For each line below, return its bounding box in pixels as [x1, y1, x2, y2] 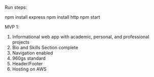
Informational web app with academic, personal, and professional [12, 34, 149, 40]
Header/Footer [12, 61, 43, 66]
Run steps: [5, 5, 27, 10]
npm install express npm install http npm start [5, 14, 100, 20]
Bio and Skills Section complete [12, 45, 78, 50]
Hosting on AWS [12, 66, 47, 72]
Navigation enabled [12, 50, 53, 56]
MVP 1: [5, 24, 19, 30]
